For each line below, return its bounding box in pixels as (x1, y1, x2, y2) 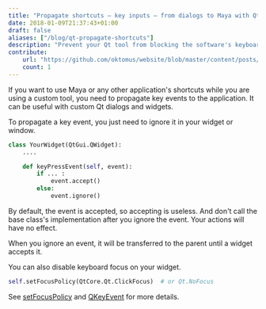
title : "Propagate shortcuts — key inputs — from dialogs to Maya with (8, 11, 249, 20)
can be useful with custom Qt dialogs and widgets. (8, 101, 174, 111)
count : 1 (22, 63, 51, 71)
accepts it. (8, 246, 43, 256)
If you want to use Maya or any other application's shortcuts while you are (8, 85, 250, 94)
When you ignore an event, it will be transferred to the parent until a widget (8, 238, 253, 248)
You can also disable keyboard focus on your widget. (8, 262, 181, 272)
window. (8, 125, 36, 135)
